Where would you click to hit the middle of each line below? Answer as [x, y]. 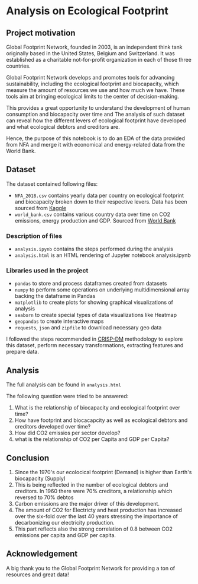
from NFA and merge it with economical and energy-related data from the [95, 145]
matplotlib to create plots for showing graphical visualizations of [94, 302]
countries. [18, 66]
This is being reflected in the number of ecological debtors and [91, 485]
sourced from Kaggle [40, 208]
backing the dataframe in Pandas [55, 296]
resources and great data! [38, 575]
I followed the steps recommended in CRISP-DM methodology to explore [95, 339]
